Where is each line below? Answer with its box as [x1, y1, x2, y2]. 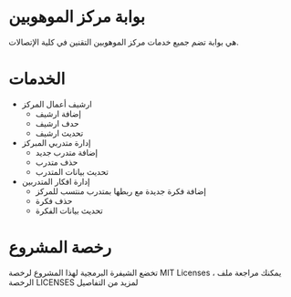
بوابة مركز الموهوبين [8, 6, 146, 27]
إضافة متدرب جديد [35, 147, 98, 158]
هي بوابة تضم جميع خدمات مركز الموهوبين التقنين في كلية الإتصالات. [8, 36, 239, 47]
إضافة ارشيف [35, 108, 81, 119]
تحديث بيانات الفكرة [35, 205, 104, 216]
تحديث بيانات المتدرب [35, 166, 109, 177]
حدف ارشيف [35, 118, 79, 128]
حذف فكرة [35, 195, 73, 206]
